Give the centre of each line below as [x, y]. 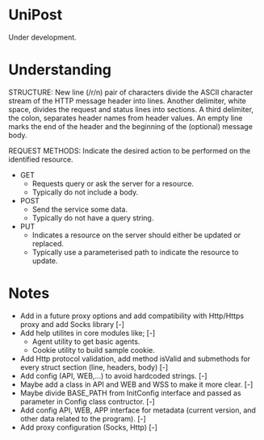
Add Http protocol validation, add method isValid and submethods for [135, 358]
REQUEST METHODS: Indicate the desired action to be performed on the [130, 150]
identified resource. [41, 159]
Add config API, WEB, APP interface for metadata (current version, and [138, 410]
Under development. [42, 37]
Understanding [60, 70]
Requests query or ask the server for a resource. [113, 183]
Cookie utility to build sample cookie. [94, 350]
